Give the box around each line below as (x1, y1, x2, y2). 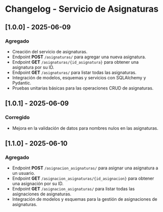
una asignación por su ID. (12, 181, 64, 187)
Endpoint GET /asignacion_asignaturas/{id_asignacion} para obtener (12, 175, 154, 182)
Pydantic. (12, 80, 32, 86)
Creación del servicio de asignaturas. (12, 48, 88, 54)
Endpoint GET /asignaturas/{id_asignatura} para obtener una (12, 59, 139, 65)
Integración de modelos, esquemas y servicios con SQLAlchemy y (12, 74, 146, 80)
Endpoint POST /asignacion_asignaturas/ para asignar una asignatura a (12, 165, 158, 171)
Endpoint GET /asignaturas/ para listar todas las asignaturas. (12, 70, 137, 75)
